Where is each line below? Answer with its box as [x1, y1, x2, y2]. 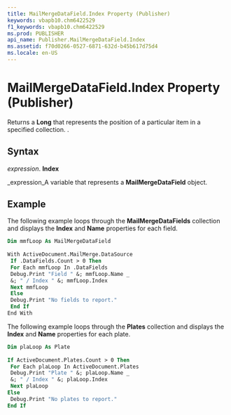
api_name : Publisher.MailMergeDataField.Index [7, 37, 146, 44]
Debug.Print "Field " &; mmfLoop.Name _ [10, 270, 130, 277]
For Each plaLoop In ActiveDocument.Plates [10, 363, 139, 370]
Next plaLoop [10, 383, 49, 390]
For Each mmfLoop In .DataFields [10, 264, 108, 271]
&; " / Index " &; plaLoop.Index [10, 376, 108, 383]
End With [7, 310, 33, 317]
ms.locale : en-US [7, 50, 58, 57]
